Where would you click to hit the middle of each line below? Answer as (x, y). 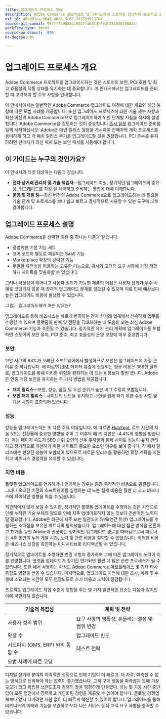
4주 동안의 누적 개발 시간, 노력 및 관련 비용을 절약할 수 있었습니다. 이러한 (80, 538)
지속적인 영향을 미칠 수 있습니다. (45, 497)
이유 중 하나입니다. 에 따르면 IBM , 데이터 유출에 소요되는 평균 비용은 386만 (77, 367)
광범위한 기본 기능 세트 (34, 248)
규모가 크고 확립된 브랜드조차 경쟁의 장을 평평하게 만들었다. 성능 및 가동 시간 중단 (83, 687)
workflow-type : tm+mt (27, 28)
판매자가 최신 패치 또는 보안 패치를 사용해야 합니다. (67, 142)
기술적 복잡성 (40, 609)
